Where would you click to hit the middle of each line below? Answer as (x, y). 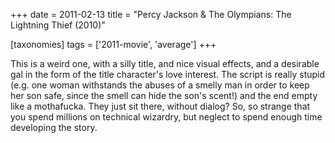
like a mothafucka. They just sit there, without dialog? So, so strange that (160, 106)
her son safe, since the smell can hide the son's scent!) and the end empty (164, 95)
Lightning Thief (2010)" (58, 25)
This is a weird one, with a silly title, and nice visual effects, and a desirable (165, 63)
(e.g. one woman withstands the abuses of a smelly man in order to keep (160, 85)
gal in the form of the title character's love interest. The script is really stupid (168, 74)
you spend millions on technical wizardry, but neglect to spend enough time (166, 117)
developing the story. (54, 127)
